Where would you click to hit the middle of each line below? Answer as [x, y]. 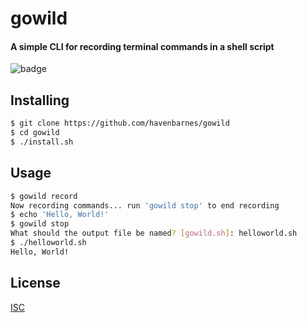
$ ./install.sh [42, 142]
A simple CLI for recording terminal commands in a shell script [142, 46]
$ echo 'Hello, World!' [60, 215]
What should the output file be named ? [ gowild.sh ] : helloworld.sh [154, 233]
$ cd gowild [35, 133]
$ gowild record [44, 196]
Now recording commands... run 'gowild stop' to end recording [145, 205]
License [35, 283]
